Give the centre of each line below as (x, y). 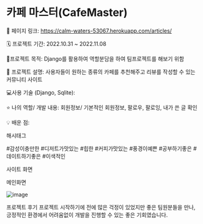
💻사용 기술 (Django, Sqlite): (41, 92)
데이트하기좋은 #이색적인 (36, 156)
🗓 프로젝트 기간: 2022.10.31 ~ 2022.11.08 (57, 44)
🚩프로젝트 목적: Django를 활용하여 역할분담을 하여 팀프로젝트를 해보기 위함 (95, 58)
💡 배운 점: (18, 122)
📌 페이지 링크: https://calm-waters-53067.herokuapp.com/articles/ (89, 31)
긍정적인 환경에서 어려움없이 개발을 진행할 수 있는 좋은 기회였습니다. (87, 215)
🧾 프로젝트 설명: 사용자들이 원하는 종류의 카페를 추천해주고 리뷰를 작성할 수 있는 (101, 72)
